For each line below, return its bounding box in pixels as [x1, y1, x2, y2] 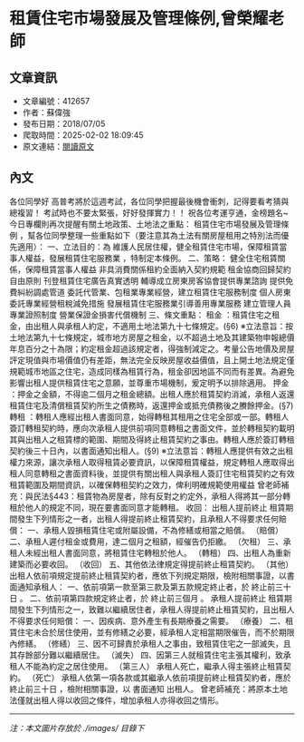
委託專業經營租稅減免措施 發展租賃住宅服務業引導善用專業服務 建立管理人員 [9, 298, 291, 308]
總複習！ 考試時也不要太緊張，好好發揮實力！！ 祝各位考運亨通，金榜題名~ [9, 207, 290, 218]
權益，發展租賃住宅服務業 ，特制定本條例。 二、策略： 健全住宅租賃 [24, 252, 278, 263]
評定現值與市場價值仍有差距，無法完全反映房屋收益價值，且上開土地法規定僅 [9, 355, 295, 366]
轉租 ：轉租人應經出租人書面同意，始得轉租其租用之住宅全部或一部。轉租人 [9, 411, 290, 422]
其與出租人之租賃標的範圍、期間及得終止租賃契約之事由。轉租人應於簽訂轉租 [9, 434, 295, 444]
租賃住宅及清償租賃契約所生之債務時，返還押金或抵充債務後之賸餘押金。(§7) [9, 400, 294, 411]
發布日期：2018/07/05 [22, 119, 106, 129]
